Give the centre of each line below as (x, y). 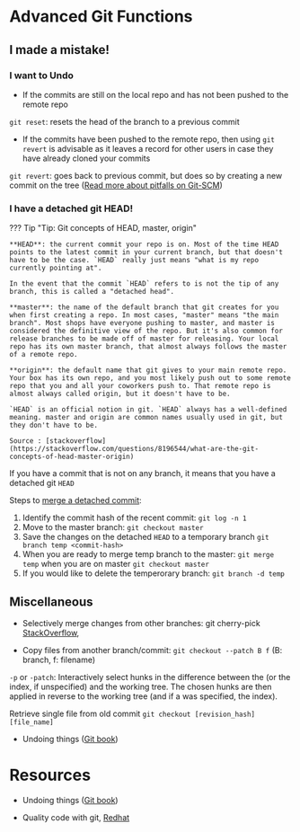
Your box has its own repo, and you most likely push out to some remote (150, 378)
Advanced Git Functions (101, 17)
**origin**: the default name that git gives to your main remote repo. (148, 370)
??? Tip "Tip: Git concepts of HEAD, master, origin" (103, 228)
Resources (50, 775)
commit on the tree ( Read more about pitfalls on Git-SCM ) (116, 185)
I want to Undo (42, 75)
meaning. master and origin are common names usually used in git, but (146, 418)
